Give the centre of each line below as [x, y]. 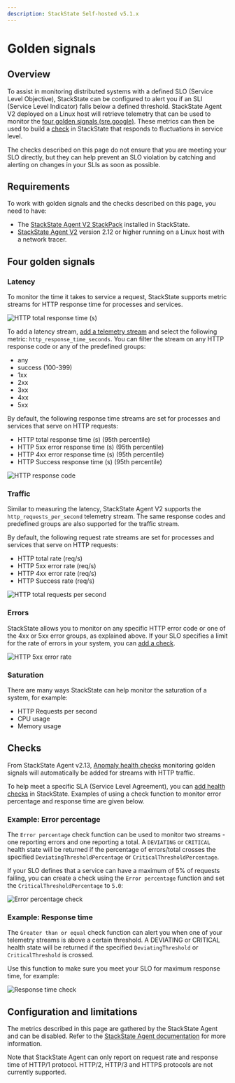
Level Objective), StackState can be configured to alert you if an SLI [105, 98]
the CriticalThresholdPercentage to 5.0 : [65, 886]
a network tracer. [42, 239]
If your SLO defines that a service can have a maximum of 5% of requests [114, 871]
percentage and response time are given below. [76, 801]
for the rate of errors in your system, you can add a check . [92, 643]
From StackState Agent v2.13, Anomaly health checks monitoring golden [111, 765]
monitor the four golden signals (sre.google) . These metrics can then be [111, 121]
